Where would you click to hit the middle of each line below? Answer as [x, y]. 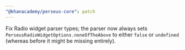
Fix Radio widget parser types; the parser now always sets [77, 28]
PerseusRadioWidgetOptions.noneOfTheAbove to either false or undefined [92, 34]
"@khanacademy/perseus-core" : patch [50, 11]
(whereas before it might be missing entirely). [61, 41]
